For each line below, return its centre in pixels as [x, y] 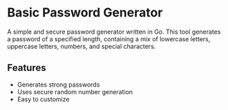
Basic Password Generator [85, 13]
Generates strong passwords [58, 85]
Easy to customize [43, 99]
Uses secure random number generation [75, 91]
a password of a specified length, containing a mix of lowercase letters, [109, 38]
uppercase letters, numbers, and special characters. [82, 46]
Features [27, 68]
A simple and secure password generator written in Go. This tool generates [114, 32]
